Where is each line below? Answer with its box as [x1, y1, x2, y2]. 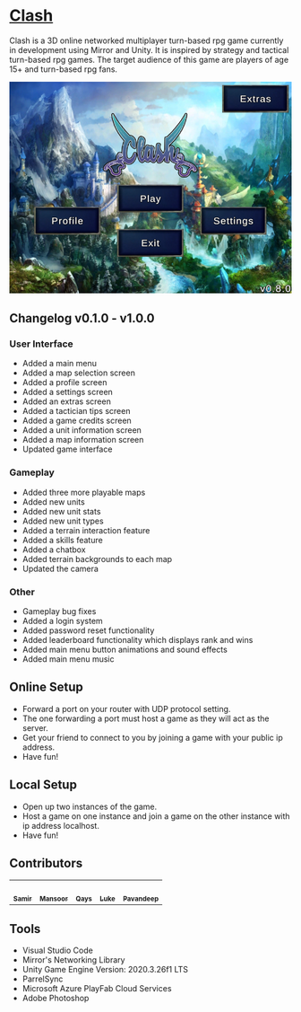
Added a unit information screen [21, 425, 142, 436]
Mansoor [39, 894, 69, 903]
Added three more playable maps [21, 487, 146, 497]
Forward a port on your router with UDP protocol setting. [21, 703, 231, 714]
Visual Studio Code [21, 945, 94, 956]
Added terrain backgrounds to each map [21, 553, 173, 564]
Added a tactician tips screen [21, 406, 131, 417]
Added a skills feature [21, 534, 103, 545]
